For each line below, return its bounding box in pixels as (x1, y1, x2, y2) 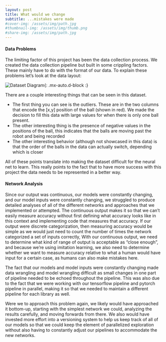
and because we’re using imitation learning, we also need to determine (5, 245, 150, 251)
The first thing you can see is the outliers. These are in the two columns (12, 101, 159, 107)
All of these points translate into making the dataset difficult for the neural (5, 159, 156, 165)
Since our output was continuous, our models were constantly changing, (5, 192, 154, 198)
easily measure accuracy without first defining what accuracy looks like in (5, 213, 156, 219)
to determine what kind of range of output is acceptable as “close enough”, (5, 239, 159, 245)
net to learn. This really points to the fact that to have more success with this (5, 164, 162, 170)
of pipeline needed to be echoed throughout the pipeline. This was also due (5, 275, 160, 281)
